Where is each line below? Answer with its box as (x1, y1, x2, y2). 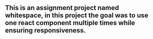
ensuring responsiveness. (5, 26, 86, 35)
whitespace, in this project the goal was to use (5, 12, 149, 20)
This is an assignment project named (5, 4, 119, 12)
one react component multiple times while (5, 19, 135, 27)
